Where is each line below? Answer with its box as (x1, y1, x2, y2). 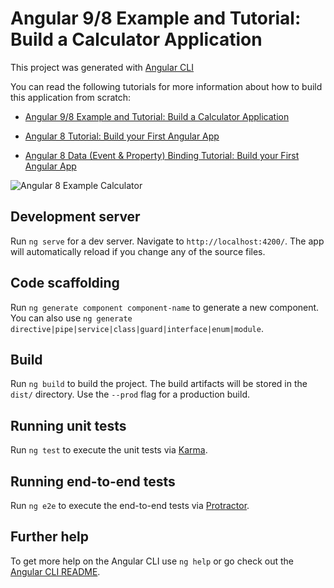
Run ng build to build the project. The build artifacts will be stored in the (10, 378, 308, 390)
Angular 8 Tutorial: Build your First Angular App (24, 130, 220, 142)
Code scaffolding (10, 275, 120, 292)
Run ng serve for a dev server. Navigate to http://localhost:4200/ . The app (10, 235, 325, 247)
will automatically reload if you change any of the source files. (10, 245, 266, 257)
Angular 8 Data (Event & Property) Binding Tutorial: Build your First (24, 149, 300, 161)
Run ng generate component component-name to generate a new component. (10, 301, 320, 313)
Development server (10, 208, 141, 226)
